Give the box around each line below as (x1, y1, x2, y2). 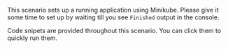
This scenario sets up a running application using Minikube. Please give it (7, 6, 219, 14)
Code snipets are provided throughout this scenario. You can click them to (7, 27, 222, 35)
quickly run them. (7, 34, 58, 42)
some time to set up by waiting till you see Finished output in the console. (7, 13, 220, 21)
